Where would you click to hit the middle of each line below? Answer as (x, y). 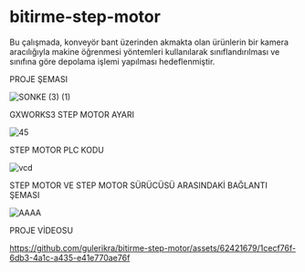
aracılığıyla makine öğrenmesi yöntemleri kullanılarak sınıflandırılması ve (145, 51)
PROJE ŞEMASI (39, 78)
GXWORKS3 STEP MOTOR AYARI (72, 114)
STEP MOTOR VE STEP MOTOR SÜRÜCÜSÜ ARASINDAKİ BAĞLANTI (138, 185)
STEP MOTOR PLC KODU (57, 150)
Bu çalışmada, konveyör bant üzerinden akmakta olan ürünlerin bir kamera (149, 42)
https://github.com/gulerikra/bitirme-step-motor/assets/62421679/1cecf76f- (153, 247)
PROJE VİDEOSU (42, 230)
